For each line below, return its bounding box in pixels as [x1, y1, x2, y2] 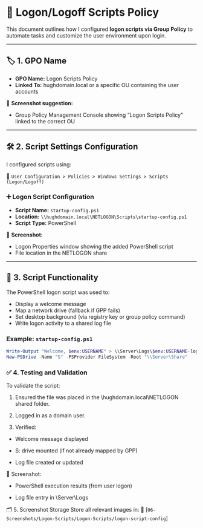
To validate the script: [6, 382, 60, 389]
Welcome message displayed [14, 435, 89, 443]
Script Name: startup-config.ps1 [14, 206, 100, 213]
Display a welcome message [14, 300, 86, 307]
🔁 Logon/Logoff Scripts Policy [6, 5, 159, 19]
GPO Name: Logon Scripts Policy [14, 75, 98, 82]
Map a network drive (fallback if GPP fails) [14, 307, 121, 314]
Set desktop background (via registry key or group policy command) [14, 313, 185, 320]
